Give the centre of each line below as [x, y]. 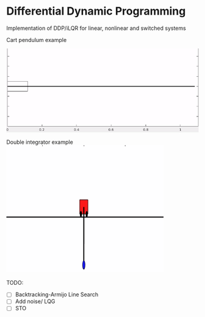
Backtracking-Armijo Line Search [57, 294]
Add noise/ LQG [35, 301]
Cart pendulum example [37, 40]
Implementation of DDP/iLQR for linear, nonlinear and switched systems [96, 28]
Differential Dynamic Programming [96, 11]
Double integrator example [40, 142]
